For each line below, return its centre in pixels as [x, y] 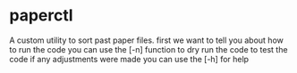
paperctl [41, 16]
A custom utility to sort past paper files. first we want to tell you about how [146, 40]
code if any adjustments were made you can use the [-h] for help [129, 59]
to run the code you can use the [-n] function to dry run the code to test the [148, 49]
